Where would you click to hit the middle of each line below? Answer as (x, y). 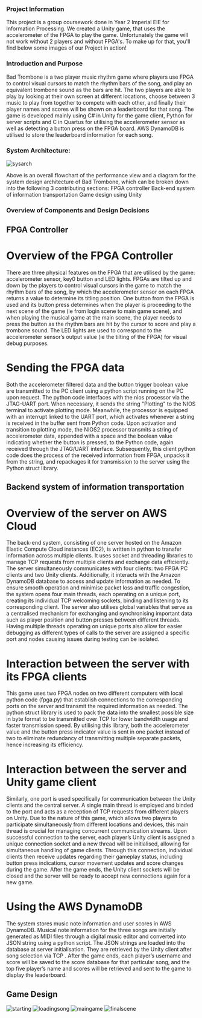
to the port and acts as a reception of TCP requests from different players (97, 812)
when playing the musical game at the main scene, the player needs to (94, 318)
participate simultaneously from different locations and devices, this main (97, 824)
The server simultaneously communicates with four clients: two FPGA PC (97, 568)
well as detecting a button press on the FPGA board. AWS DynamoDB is (95, 128)
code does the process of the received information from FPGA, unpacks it (98, 455)
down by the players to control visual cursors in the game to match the (94, 286)
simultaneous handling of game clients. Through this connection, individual (99, 850)
